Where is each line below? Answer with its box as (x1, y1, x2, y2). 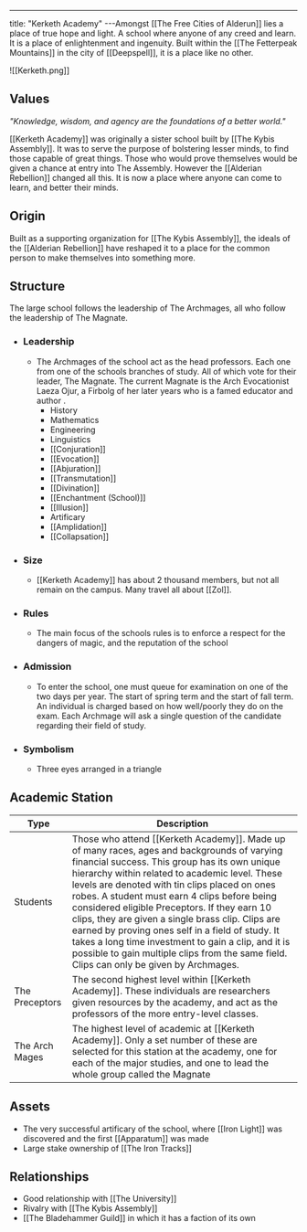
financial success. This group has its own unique (71, 855, 281, 868)
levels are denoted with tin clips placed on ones (71, 878, 276, 891)
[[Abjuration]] (49, 462, 101, 473)
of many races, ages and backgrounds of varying (71, 844, 283, 856)
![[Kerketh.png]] (9, 65, 70, 76)
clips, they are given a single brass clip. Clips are (71, 912, 281, 925)
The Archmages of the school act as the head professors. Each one (36, 356, 291, 366)
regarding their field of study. (36, 719, 146, 731)
